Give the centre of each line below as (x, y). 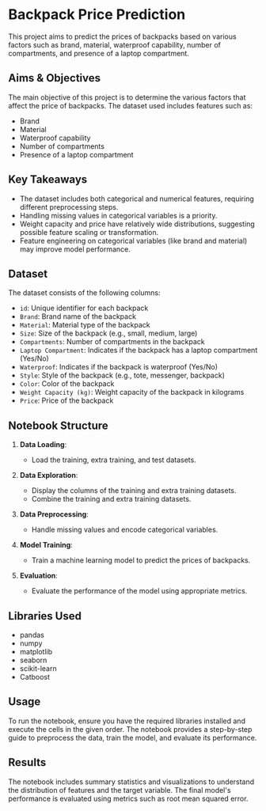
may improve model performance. (75, 249)
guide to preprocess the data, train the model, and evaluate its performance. (133, 737)
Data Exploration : (49, 476)
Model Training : (46, 545)
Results (27, 762)
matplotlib (36, 652)
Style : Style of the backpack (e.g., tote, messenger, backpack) (122, 375)
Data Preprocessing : (54, 514)
